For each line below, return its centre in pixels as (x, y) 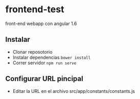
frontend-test (35, 9)
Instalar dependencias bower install (52, 57)
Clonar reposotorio (32, 52)
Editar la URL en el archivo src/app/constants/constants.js (74, 91)
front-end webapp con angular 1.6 (41, 23)
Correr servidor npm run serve (44, 63)
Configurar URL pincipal (44, 79)
